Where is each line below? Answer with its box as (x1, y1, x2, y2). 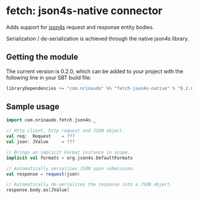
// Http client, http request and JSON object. (6, 128, 126, 134)
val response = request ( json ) (6, 171, 81, 177)
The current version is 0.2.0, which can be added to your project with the (6, 68, 184, 75)
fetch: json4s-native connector (6, 4, 163, 18)
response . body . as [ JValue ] (6, 187, 70, 193)
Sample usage (6, 102, 60, 112)
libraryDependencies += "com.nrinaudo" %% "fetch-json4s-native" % (6, 85, 176, 91)
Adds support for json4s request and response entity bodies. (6, 24, 154, 31)
